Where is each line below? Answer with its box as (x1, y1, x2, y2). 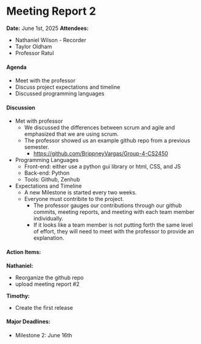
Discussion (6, 104, 35, 111)
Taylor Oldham (15, 43, 52, 50)
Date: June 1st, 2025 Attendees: (6, 24, 89, 32)
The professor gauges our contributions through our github (33, 202, 182, 209)
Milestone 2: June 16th (15, 331, 72, 339)
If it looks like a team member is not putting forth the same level (33, 221, 193, 229)
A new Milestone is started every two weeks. (24, 189, 137, 196)
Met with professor (15, 117, 63, 125)
